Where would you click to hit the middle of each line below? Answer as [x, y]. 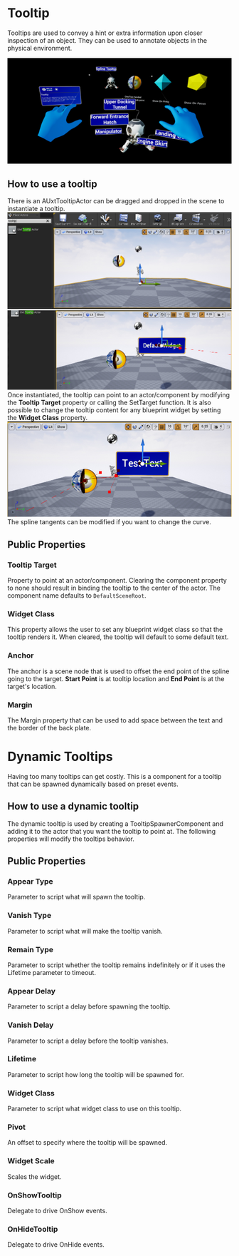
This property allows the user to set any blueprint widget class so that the [115, 630]
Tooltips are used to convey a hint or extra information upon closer [105, 33]
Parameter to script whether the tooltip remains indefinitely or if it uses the [116, 965]
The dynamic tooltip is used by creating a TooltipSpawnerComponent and [116, 823]
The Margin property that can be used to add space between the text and [115, 720]
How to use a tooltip [52, 184]
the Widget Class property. [48, 417]
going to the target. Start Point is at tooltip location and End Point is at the [116, 678]
